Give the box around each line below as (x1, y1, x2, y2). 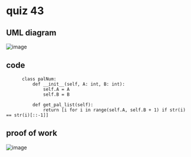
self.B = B (43, 91, 70, 97)
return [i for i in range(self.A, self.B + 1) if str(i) (43, 107, 186, 113)
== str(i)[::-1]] (6, 112, 49, 118)
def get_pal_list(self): (32, 102, 94, 107)
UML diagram (6, 28, 57, 38)
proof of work (6, 128, 58, 138)
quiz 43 (6, 4, 44, 18)
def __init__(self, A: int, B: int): (32, 81, 126, 87)
